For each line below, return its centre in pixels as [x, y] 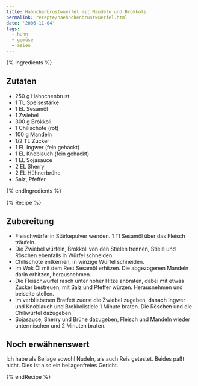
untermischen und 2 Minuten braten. [60, 325]
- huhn [20, 34]
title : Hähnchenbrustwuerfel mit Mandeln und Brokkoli [76, 12]
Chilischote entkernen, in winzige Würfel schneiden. [79, 261]
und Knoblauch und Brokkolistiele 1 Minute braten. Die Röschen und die [104, 306]
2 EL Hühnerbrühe [38, 173]
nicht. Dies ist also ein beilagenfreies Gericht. [62, 366]
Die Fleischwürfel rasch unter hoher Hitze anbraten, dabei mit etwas [100, 281]
